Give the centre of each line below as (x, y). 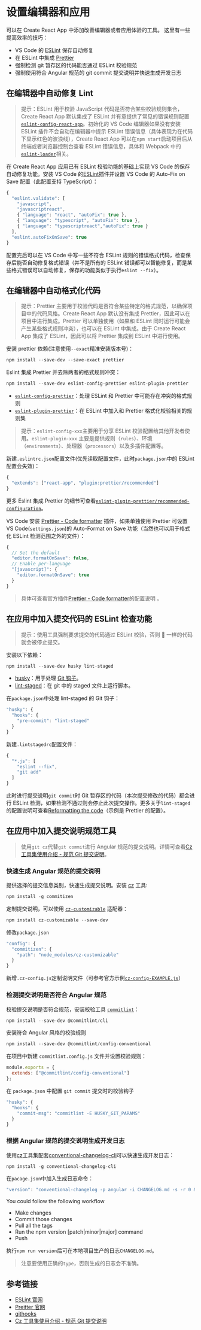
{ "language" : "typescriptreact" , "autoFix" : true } (83, 226)
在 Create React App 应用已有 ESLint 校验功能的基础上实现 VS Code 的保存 (98, 166)
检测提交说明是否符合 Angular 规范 (56, 995)
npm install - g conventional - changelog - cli (61, 1166)
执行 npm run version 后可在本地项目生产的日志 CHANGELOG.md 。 (82, 1250)
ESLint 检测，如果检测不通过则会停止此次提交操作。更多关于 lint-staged (102, 803)
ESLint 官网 (29, 1299)
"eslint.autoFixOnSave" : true (49, 237)
